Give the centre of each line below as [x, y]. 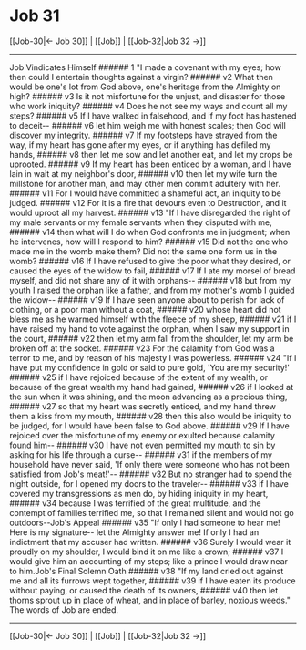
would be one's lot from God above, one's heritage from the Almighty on [145, 87]
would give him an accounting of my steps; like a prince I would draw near [149, 561]
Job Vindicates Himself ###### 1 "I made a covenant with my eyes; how [146, 67]
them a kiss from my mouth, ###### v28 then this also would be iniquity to [150, 416]
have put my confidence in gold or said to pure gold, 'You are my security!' [149, 367]
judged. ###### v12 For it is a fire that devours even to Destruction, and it [148, 202]
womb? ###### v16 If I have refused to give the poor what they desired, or [150, 261]
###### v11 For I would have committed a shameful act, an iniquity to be [146, 193]
